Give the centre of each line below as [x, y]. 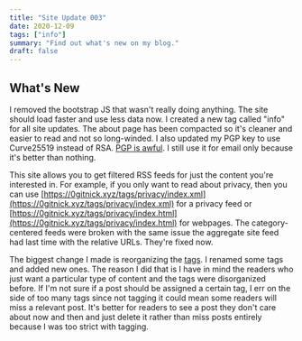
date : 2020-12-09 [42, 26]
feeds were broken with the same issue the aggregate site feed [162, 232]
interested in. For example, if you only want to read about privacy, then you [148, 184]
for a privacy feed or [214, 203]
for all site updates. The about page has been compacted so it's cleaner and [151, 128]
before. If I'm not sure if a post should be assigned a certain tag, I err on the [150, 288]
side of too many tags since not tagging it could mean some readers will [143, 298]
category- [270, 223]
